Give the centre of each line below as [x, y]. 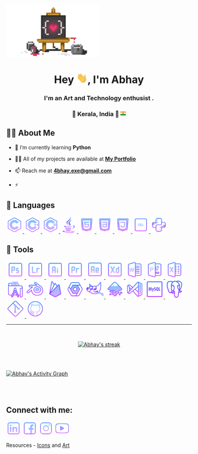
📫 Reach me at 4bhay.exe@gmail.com [63, 171]
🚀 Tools [20, 249]
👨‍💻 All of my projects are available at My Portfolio [75, 159]
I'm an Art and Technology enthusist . [99, 98]
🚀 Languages [30, 205]
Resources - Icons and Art [38, 445]
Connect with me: [39, 410]
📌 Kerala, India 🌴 [95, 114]
